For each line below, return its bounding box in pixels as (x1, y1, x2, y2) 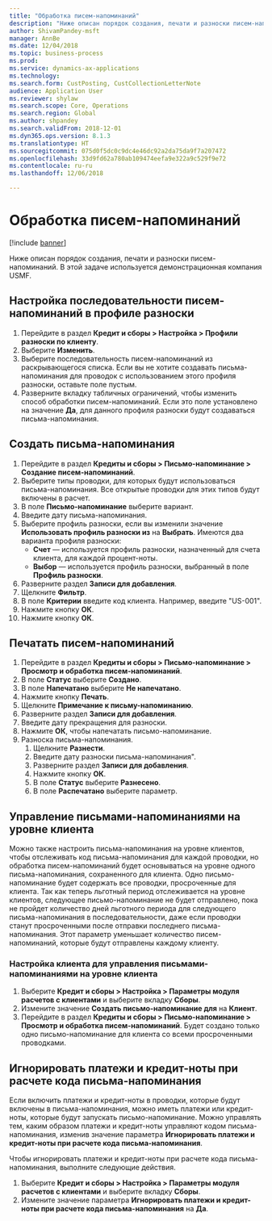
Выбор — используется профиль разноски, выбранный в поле (32, 562, 249, 571)
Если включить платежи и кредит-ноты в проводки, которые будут (9, 1095, 241, 1106)
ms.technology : (9, 72, 61, 80)
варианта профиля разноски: (20, 536, 122, 546)
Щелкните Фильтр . (20, 587, 87, 597)
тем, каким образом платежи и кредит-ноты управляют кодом (9, 1121, 227, 1131)
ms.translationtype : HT (9, 139, 90, 148)
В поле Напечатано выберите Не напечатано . (20, 684, 182, 693)
